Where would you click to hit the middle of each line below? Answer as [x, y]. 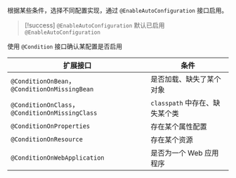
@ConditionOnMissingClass [54, 113]
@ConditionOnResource [47, 139]
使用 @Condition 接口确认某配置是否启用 [65, 46]
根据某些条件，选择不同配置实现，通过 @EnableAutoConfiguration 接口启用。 [118, 10]
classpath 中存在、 [182, 103]
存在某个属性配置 [179, 127]
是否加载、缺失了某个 [186, 79]
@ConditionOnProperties [51, 126]
